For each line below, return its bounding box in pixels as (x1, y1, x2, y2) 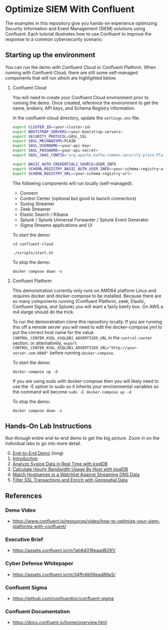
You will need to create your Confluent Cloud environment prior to (12, 94, 149, 100)
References (5, 492, 42, 500)
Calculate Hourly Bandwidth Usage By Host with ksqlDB (12, 466, 128, 473)
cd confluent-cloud (12, 242, 54, 247)
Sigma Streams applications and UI (20, 222, 93, 228)
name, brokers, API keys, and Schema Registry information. (12, 105, 135, 111)
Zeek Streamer (20, 206, 51, 212)
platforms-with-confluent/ (12, 523, 67, 529)
